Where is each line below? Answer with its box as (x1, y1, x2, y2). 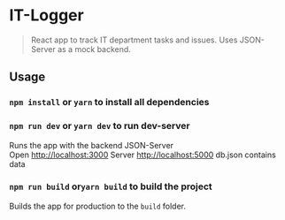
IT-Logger (9, 5, 84, 26)
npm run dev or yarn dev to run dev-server (9, 120, 190, 133)
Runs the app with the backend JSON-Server (9, 140, 174, 150)
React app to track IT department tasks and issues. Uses (30, 34, 238, 45)
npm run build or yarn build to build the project (9, 180, 212, 193)
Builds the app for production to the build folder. (9, 201, 187, 211)
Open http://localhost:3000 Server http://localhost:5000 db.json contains (9, 149, 276, 160)
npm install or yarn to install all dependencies (9, 96, 210, 109)
